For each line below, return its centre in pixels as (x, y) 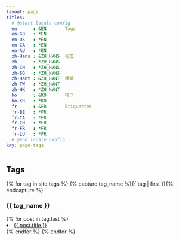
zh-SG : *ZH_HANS (36, 73)
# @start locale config (41, 23)
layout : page (22, 12)
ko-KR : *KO (29, 101)
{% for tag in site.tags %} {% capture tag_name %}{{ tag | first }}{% (90, 184)
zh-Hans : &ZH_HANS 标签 (43, 56)
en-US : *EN (29, 40)
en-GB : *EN (29, 34)
